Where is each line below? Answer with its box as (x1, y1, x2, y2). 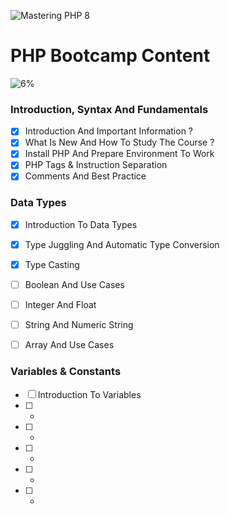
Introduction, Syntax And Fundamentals (10, 102, 209, 116)
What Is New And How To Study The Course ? (24, 136, 215, 149)
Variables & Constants (10, 365, 122, 379)
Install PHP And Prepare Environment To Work (24, 148, 215, 160)
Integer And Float (24, 299, 97, 311)
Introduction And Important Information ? (24, 125, 194, 137)
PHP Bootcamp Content (10, 45, 211, 67)
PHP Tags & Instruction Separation (24, 159, 168, 171)
